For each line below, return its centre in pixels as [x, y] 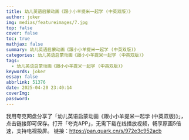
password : [18, 98]
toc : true [18, 39]
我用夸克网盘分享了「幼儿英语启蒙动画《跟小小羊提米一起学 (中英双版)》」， [96, 116]
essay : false [22, 77]
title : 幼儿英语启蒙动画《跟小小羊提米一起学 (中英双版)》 [70, 11]
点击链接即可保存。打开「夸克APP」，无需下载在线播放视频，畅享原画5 [91, 123]
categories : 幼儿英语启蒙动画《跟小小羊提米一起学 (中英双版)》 [76, 55]
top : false [19, 28]
